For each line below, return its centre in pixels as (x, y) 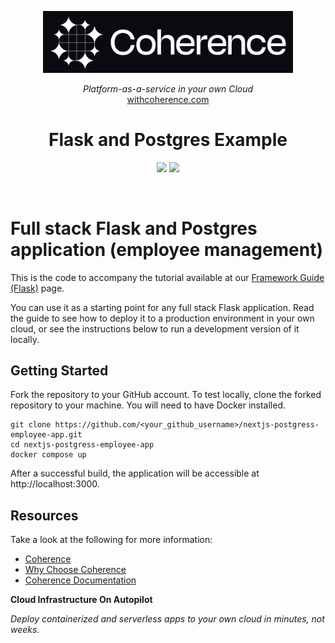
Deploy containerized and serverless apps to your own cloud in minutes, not (167, 619)
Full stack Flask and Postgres (134, 228)
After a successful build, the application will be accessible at (135, 473)
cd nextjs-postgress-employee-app (82, 445)
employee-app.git (46, 435)
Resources (44, 515)
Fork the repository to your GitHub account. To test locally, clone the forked (166, 395)
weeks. (25, 630)
